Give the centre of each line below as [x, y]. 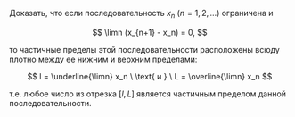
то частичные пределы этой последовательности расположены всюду [145, 49]
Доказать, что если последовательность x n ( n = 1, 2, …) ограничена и [141, 14]
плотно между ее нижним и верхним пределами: [103, 59]
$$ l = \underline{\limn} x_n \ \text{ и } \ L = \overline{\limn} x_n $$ [150, 76]
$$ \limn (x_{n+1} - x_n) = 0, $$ [150, 32]
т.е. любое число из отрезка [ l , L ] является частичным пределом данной [148, 94]
